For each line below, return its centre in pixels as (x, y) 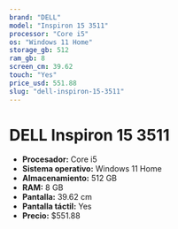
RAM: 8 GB (43, 187)
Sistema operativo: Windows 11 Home (92, 169)
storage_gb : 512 (39, 50)
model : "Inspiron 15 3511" (59, 26)
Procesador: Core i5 (59, 159)
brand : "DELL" (35, 17)
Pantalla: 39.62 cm (57, 197)
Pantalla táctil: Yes (57, 206)
